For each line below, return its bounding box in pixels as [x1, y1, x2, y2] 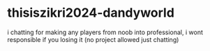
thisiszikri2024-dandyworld [7, 5, 174, 21]
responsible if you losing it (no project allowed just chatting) [7, 35, 179, 43]
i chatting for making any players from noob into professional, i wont [7, 28, 204, 36]
